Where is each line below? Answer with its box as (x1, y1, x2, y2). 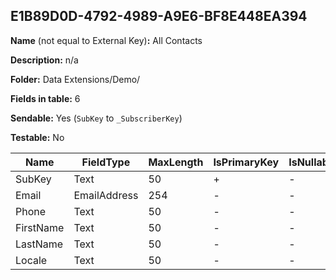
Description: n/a (10, 54, 79, 66)
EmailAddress (73, 188, 139, 202)
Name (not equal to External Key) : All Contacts (10, 34, 203, 46)
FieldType (81, 155, 131, 169)
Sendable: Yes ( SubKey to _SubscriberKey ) (10, 112, 183, 124)
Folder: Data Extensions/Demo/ (10, 73, 141, 85)
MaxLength (148, 155, 204, 169)
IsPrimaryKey (213, 155, 280, 169)
